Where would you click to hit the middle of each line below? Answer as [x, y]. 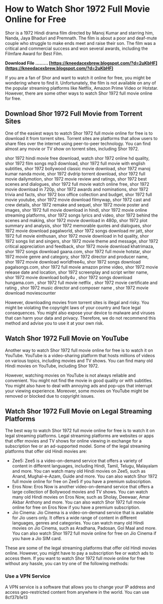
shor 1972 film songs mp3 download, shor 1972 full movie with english [75, 163]
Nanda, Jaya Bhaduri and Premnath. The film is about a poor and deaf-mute [81, 38]
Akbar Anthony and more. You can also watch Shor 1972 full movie [79, 502]
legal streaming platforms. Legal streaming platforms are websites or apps [80, 436]
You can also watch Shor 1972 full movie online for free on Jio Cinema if [84, 533]
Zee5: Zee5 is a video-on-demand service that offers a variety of [77, 461]
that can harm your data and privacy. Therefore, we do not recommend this [81, 318]
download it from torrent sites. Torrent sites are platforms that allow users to [81, 138]
